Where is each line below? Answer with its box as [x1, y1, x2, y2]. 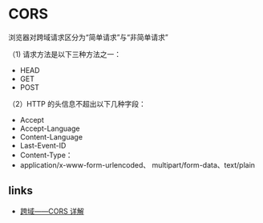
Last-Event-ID [19, 140, 67, 150]
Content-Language [19, 132, 83, 141]
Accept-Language [19, 124, 80, 133]
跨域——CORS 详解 [19, 206, 84, 216]
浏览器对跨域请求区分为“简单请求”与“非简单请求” [8, 32, 168, 42]
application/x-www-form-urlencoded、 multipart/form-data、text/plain [19, 160, 255, 169]
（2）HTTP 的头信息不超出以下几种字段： [8, 99, 146, 108]
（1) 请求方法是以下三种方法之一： [8, 49, 122, 59]
